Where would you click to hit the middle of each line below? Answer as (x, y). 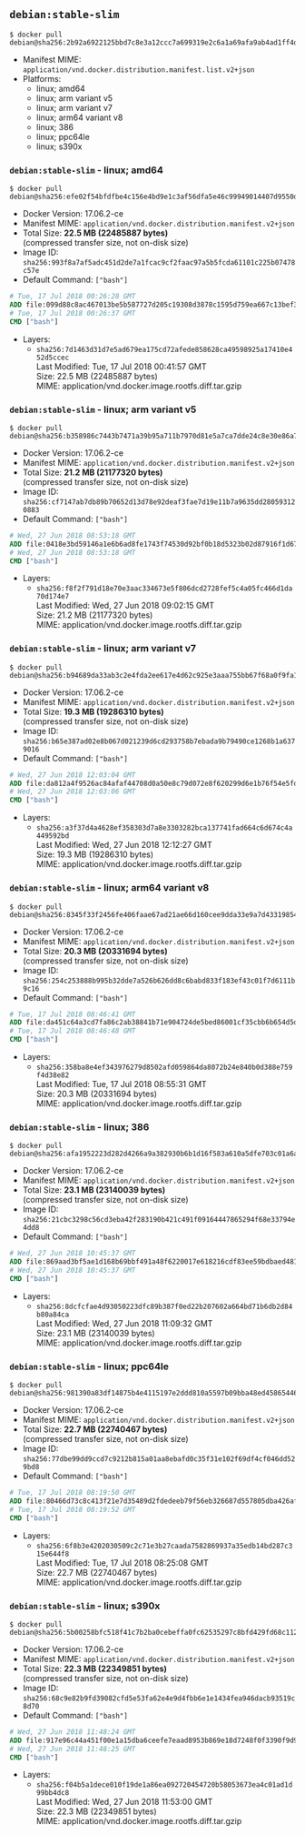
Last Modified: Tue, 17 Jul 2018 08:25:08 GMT (122, 1563)
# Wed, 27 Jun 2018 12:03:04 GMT (73, 775)
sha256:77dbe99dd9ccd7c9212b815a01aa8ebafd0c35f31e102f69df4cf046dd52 (159, 1459)
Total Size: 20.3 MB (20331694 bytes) (95, 951)
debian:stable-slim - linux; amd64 (86, 170)
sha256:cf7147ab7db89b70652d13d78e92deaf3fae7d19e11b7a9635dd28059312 (159, 502)
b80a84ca (53, 1315)
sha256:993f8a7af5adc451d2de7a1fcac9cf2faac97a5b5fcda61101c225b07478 (159, 263)
